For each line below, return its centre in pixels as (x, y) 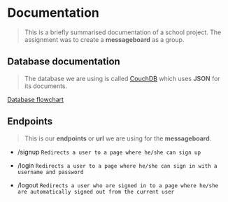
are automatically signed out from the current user (96, 192)
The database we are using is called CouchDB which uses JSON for (122, 78)
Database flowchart (36, 99)
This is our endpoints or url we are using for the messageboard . (118, 138)
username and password (50, 172)
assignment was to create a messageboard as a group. (104, 39)
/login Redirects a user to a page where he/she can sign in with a (117, 165)
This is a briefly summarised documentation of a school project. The (123, 32)
